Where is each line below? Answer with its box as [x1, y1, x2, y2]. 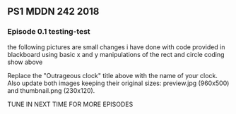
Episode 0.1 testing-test [7, 27, 90, 37]
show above [7, 58, 43, 66]
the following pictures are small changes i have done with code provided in [7, 42, 225, 51]
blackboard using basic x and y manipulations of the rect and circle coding [7, 50, 225, 58]
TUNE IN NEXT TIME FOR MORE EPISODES [7, 100, 134, 108]
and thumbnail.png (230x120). [7, 86, 95, 94]
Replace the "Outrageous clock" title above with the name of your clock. [7, 71, 218, 80]
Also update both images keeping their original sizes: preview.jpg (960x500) [7, 79, 230, 87]
